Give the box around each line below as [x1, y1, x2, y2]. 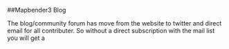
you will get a [7, 34, 45, 42]
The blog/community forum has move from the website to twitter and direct [7, 19, 222, 27]
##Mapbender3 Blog [7, 6, 66, 14]
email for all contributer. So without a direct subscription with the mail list [7, 27, 215, 35]
